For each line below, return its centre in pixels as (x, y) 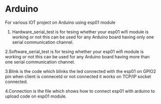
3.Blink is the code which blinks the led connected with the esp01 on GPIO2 (81, 71)
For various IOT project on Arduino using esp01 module (60, 22)
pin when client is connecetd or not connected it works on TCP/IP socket (78, 76)
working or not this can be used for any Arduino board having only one (83, 37)
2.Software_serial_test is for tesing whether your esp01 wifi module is (74, 52)
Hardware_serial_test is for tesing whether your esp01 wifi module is (80, 32)
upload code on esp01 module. (36, 96)
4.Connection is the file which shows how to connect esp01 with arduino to (80, 91)
